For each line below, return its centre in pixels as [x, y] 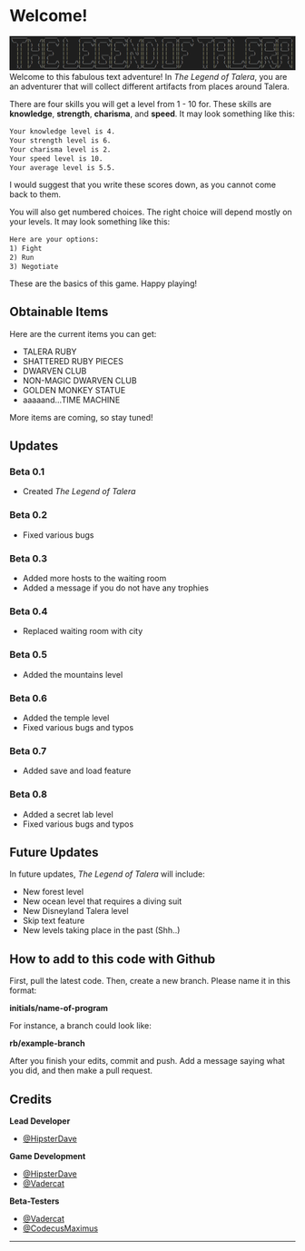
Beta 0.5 [29, 655]
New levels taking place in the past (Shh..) [101, 930]
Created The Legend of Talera [79, 491]
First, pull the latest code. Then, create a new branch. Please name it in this [150, 981]
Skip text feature [54, 921]
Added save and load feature [77, 771]
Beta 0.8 [29, 794]
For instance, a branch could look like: [80, 1026]
